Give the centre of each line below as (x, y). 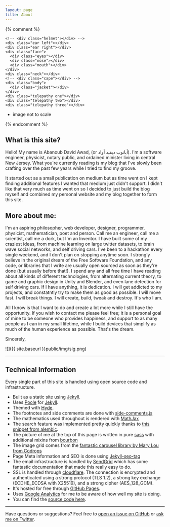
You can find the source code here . (49, 499)
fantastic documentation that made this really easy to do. (72, 467)
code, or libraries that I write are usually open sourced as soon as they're (81, 266)
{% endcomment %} (27, 124)
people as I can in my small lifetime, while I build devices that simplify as (80, 324)
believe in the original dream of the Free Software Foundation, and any (79, 260)
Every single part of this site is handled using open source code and (76, 382)
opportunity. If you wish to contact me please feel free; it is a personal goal (83, 313)
